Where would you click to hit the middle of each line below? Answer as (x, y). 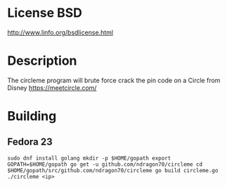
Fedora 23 (30, 142)
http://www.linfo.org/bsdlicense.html (60, 32)
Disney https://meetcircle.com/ (52, 88)
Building (32, 116)
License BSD (45, 13)
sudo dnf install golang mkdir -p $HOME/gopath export (89, 158)
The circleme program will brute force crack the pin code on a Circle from (114, 80)
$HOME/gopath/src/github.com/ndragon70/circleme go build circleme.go (113, 170)
